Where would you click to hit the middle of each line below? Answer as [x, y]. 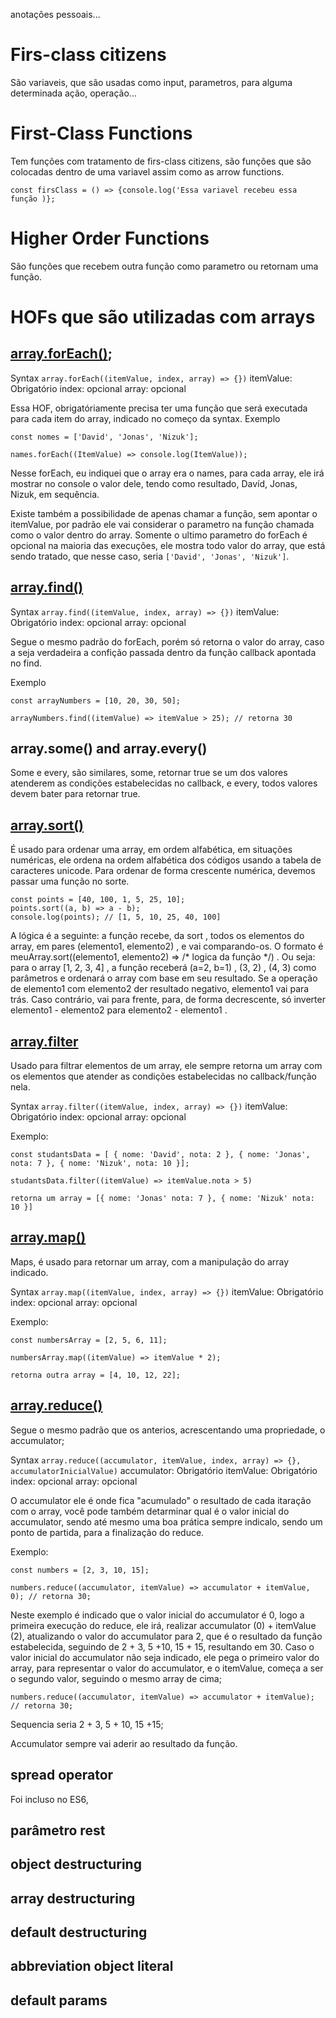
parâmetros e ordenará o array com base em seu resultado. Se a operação [164, 978]
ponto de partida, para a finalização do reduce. [107, 1532]
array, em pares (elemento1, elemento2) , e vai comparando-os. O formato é [167, 946]
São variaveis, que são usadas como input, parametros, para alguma [151, 82]
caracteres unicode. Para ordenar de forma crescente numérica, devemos [163, 871]
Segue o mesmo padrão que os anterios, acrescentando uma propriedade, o [168, 1430]
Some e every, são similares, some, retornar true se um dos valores [149, 773]
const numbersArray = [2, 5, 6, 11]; [89, 1340]
